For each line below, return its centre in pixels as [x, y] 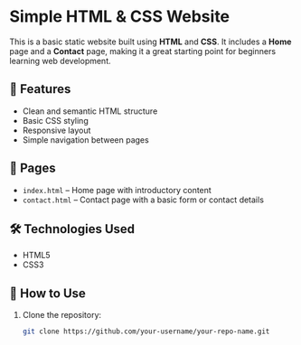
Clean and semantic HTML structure [90, 111]
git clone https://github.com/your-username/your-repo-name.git [146, 331]
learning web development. [60, 61]
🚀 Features [40, 89]
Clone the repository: [62, 315]
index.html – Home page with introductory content [117, 190]
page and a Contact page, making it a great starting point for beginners [143, 51]
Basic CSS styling [55, 120]
